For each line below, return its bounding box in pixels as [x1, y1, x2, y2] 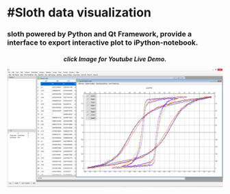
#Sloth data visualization [7, 5, 152, 21]
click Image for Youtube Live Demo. [63, 55, 167, 63]
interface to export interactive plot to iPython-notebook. [7, 38, 199, 47]
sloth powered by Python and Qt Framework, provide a [7, 29, 192, 39]
